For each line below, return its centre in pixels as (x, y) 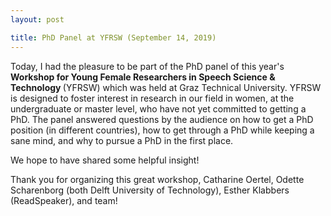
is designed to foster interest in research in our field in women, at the (152, 98)
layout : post (37, 19)
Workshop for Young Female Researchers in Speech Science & (143, 77)
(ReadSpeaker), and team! (64, 200)
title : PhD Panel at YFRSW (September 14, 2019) (113, 37)
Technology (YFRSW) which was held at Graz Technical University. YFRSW (166, 87)
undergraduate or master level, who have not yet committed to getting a (158, 108)
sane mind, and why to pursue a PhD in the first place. (122, 140)
